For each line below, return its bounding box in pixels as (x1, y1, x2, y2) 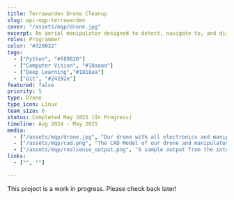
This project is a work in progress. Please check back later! (7, 184, 177, 192)
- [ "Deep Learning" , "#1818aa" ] (13, 68, 104, 75)
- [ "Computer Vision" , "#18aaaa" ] (13, 62, 114, 69)
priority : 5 (7, 88, 42, 95)
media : (7, 127, 26, 134)
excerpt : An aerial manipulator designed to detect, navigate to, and (7, 29, 217, 37)
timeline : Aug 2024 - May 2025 (7, 120, 98, 128)
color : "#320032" (7, 43, 58, 49)
